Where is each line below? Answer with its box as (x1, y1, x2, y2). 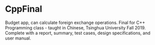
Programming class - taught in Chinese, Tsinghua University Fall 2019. (5, 24, 146, 30)
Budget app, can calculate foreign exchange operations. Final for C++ (5, 20, 145, 25)
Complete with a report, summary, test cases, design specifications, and (5, 30, 151, 36)
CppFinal (5, 3, 42, 15)
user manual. (5, 35, 31, 41)
